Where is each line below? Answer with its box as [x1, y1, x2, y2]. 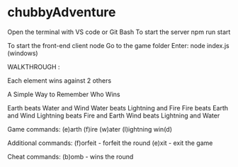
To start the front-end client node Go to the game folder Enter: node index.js [7, 41, 230, 50]
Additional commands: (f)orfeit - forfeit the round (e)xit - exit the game [7, 139, 213, 147]
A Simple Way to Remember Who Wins [7, 90, 120, 98]
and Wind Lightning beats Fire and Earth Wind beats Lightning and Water [7, 111, 220, 120]
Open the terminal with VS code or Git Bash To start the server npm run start [7, 28, 231, 36]
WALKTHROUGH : [7, 62, 60, 71]
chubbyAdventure [7, 4, 116, 21]
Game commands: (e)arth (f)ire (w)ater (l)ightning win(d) [7, 125, 172, 133]
